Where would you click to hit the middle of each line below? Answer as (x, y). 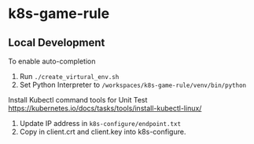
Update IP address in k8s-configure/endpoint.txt (100, 123)
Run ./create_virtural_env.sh (69, 76)
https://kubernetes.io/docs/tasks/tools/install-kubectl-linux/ (105, 108)
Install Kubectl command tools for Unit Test (78, 100)
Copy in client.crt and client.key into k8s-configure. (103, 131)
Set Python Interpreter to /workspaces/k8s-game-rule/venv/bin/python (133, 85)
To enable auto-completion (52, 61)
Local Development (57, 43)
